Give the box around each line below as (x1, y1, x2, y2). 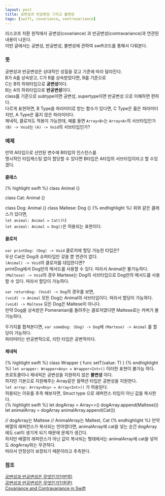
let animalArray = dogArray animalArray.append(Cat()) (5, 407, 116, 413)
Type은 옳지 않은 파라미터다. (19, 111, 75, 117)
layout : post (5, 7, 32, 12)
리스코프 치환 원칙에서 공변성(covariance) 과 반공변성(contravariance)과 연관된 (5, 31, 159, 36)
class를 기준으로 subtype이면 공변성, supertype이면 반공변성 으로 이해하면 (5, 93, 150, 99)
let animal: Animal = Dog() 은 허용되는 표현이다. (5, 224, 102, 230)
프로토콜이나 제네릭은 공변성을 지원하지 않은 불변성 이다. (5, 371, 113, 377)
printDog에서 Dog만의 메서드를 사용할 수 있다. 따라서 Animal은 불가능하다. (5, 266, 149, 272)
